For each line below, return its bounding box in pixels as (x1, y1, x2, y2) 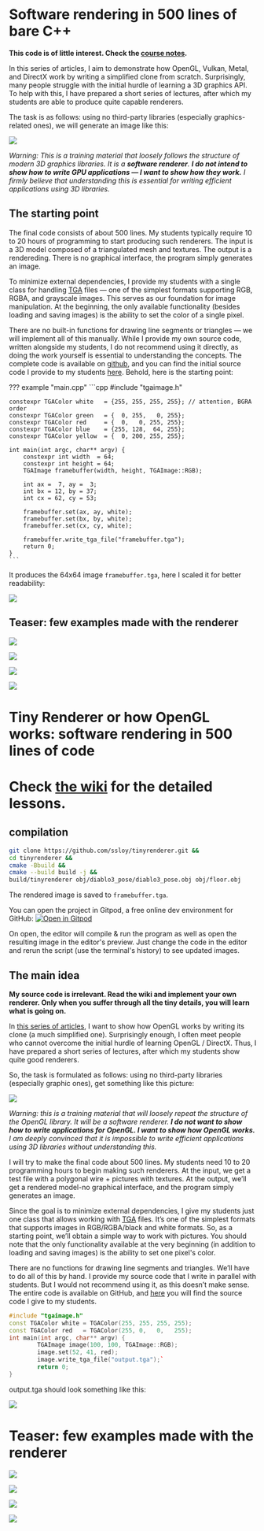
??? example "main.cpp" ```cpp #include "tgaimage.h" (9, 382, 183, 391)
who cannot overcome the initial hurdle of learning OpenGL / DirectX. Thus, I (9, 1038, 257, 1047)
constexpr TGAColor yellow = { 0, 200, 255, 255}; (9, 432, 185, 440)
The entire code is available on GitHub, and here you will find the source (9, 1288, 243, 1297)
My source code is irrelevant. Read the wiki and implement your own (9, 989, 237, 999)
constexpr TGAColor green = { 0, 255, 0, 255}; (9, 411, 185, 419)
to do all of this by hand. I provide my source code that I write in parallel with (9, 1271, 256, 1281)
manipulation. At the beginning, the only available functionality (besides (9, 302, 240, 311)
